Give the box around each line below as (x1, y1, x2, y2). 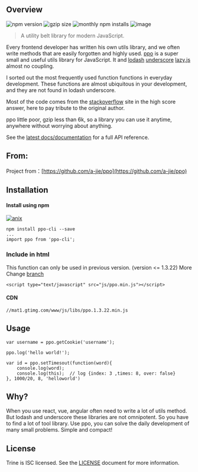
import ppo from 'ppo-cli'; (6, 237, 76, 243)
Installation (6, 185, 48, 195)
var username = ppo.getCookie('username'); (6, 339, 115, 345)
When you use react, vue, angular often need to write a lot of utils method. (6, 407, 187, 414)
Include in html (6, 251, 50, 259)
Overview (6, 5, 43, 15)
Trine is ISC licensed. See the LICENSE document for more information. (6, 460, 180, 467)
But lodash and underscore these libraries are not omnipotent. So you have (6, 414, 189, 421)
